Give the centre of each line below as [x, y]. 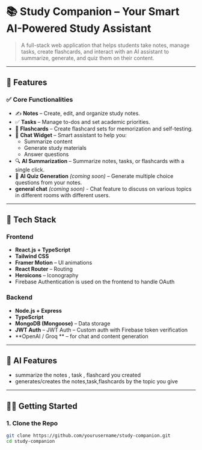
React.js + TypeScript [43, 250]
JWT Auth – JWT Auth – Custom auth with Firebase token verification [101, 330]
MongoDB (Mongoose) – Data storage [63, 323]
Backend [20, 297]
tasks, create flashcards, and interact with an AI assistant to [95, 51]
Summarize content [48, 141]
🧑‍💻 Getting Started [42, 406]
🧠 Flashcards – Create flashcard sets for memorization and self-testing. [104, 128]
